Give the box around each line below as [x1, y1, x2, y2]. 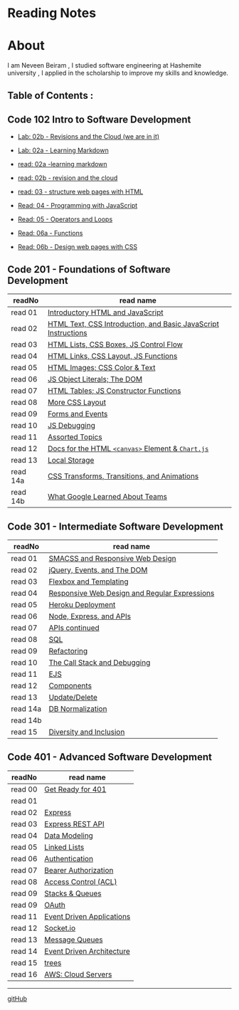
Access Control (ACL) [44, 877, 117, 887]
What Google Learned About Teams [47, 492, 167, 502]
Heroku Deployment [48, 599, 116, 609]
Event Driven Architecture [44, 946, 130, 956]
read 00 [11, 784, 38, 794]
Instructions [47, 328, 87, 338]
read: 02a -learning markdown [17, 160, 108, 169]
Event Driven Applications [44, 911, 131, 921]
